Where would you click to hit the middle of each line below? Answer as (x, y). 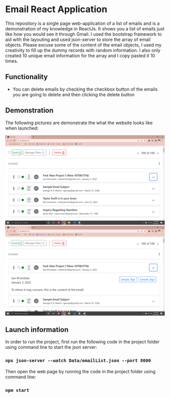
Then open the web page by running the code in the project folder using (80, 371)
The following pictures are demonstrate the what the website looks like (79, 123)
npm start (17, 390)
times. (12, 61)
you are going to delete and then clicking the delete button (74, 94)
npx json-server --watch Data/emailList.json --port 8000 (78, 361)
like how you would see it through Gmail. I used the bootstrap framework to (83, 34)
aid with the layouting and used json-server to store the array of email (78, 39)
